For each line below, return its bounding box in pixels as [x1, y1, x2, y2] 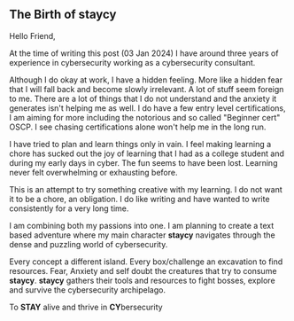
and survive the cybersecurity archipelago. [9, 284, 166, 295]
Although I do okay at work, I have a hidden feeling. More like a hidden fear [9, 74, 283, 85]
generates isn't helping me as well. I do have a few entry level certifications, [9, 102, 286, 114]
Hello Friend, [9, 30, 56, 41]
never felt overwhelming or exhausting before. [9, 167, 178, 177]
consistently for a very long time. [9, 203, 129, 214]
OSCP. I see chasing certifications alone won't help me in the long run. [9, 121, 267, 132]
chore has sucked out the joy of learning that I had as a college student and [9, 148, 285, 159]
